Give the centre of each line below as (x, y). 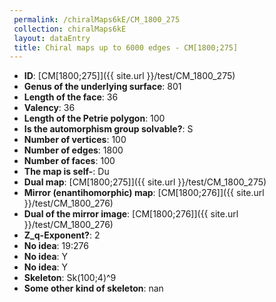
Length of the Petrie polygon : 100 (94, 118)
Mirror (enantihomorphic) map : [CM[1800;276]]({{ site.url (144, 193)
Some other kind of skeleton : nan (93, 288)
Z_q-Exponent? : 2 (62, 235)
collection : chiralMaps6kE (70, 29)
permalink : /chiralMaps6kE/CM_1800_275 (97, 19)
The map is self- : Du (66, 172)
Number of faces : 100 (69, 161)
